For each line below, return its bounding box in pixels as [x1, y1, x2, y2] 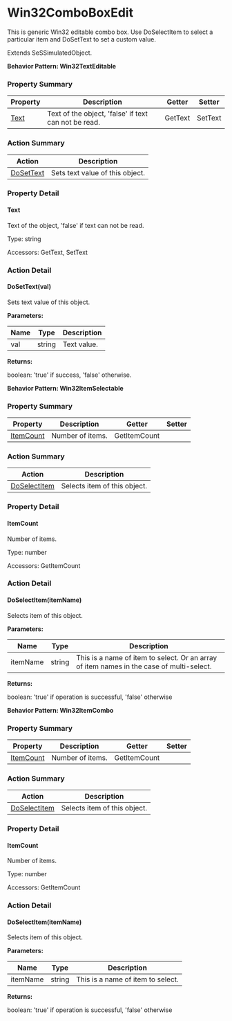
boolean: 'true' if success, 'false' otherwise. [7, 371, 132, 379]
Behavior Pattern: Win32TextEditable [7, 62, 116, 70]
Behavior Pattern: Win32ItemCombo [7, 706, 114, 714]
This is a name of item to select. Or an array [75, 652, 217, 662]
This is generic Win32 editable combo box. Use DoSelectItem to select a [7, 28, 213, 36]
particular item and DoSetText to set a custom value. [7, 35, 157, 43]
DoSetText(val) [7, 283, 52, 291]
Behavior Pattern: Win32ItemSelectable [7, 384, 124, 392]
